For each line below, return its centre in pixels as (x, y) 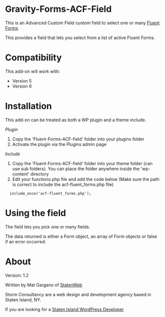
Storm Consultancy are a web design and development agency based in (78, 294)
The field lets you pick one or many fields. (48, 226)
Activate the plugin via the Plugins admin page (59, 144)
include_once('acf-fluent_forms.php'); (50, 193)
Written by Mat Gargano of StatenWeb (44, 285)
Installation (29, 106)
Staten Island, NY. (23, 300)
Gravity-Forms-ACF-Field (58, 9)
